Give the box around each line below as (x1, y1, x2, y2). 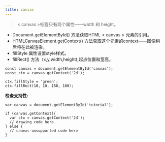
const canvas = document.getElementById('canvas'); (5, 66, 113, 71)
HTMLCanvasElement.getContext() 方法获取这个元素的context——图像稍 (12, 38, 160, 44)
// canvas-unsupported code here (9, 128, 78, 133)
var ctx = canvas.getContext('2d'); (9, 115, 85, 120)
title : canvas (5, 7, 34, 12)
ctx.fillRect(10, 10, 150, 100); (5, 83, 74, 88)
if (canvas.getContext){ (5, 111, 56, 116)
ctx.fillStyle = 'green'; (5, 79, 58, 84)
